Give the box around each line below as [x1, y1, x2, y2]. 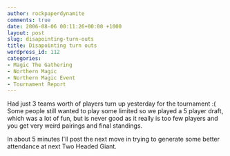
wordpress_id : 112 [7, 49, 60, 56]
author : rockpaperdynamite [7, 10, 85, 17]
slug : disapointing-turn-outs [7, 36, 95, 43]
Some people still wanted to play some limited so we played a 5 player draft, [7, 107, 224, 115]
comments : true [7, 17, 51, 23]
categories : [7, 55, 41, 62]
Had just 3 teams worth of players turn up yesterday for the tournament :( [7, 99, 216, 108]
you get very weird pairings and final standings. [7, 121, 143, 130]
